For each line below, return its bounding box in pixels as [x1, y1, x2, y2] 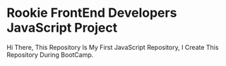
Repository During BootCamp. [6, 51, 94, 59]
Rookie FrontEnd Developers [6, 5, 177, 21]
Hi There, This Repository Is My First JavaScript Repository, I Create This [6, 43, 219, 51]
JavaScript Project [6, 20, 118, 36]
